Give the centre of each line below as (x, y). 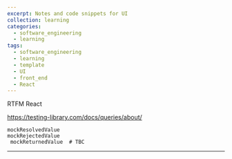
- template (29, 65)
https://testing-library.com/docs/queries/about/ (75, 118)
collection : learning (38, 20)
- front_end (31, 78)
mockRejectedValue (33, 136)
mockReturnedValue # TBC (47, 142)
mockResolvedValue (33, 130)
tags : (15, 46)
